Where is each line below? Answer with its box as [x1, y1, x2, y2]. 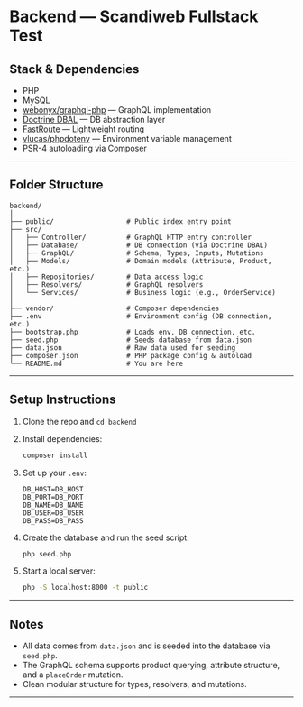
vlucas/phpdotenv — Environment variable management [22, 133, 232, 143]
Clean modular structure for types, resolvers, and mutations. [22, 679, 248, 690]
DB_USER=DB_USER [22, 508, 84, 518]
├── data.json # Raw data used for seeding [9, 343, 236, 353]
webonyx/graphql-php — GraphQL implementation [22, 105, 212, 115]
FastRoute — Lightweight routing [22, 124, 145, 134]
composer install [22, 451, 88, 460]
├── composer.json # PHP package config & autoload [9, 351, 252, 360]
